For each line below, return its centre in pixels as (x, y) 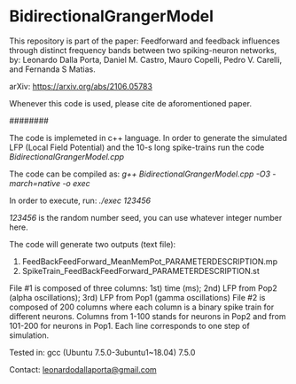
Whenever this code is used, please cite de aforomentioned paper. (131, 103)
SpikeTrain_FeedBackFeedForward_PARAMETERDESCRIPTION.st (140, 270)
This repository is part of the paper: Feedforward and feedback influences (145, 41)
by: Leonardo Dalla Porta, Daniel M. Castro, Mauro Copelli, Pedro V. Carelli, (146, 59)
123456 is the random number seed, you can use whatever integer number (146, 217)
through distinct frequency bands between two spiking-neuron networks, (143, 50)
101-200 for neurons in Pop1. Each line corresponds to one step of (129, 325)
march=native (35, 183)
